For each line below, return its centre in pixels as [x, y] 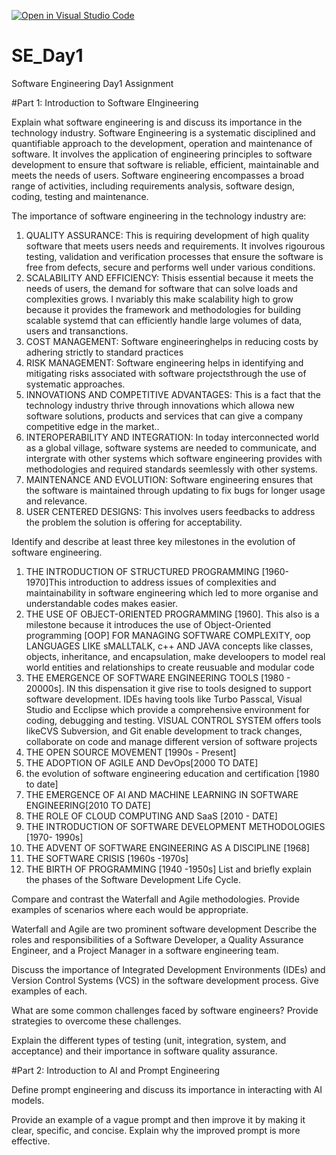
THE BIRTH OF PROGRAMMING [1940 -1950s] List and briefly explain [169, 869]
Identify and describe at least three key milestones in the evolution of [153, 541]
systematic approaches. [75, 384]
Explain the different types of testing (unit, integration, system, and [149, 1040]
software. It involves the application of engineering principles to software [162, 154]
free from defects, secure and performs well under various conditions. [170, 267]
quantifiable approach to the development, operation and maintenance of [162, 143]
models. [28, 1100]
